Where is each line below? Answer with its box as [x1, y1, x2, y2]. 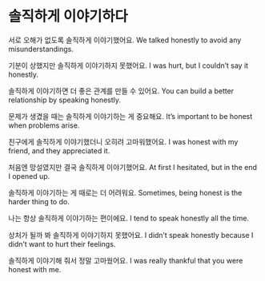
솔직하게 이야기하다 [8, 7, 128, 26]
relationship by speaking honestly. [8, 95, 122, 105]
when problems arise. [8, 121, 80, 130]
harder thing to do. [8, 196, 70, 206]
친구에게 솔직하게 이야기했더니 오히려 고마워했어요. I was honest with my [8, 137, 239, 146]
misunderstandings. [8, 44, 74, 53]
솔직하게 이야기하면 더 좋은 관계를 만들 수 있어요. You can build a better [8, 85, 235, 96]
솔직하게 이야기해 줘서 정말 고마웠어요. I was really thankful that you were [8, 255, 243, 265]
